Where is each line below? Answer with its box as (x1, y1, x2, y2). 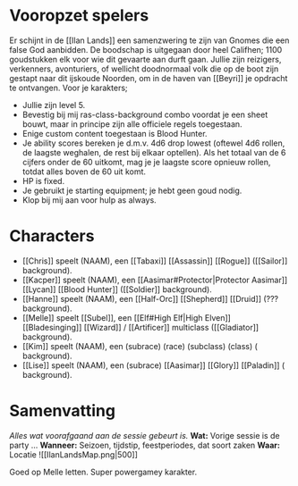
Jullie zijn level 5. (21, 99, 86, 110)
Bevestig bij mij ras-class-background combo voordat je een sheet (21, 109, 268, 120)
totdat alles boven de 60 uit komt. (21, 166, 146, 177)
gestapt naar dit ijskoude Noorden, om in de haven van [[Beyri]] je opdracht (9, 72, 288, 83)
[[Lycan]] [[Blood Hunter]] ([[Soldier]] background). (21, 283, 212, 295)
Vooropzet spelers (9, 5, 149, 26)
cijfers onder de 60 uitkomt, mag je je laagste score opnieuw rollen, (21, 156, 271, 167)
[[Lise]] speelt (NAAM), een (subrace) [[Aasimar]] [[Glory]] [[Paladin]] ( (21, 359, 285, 371)
